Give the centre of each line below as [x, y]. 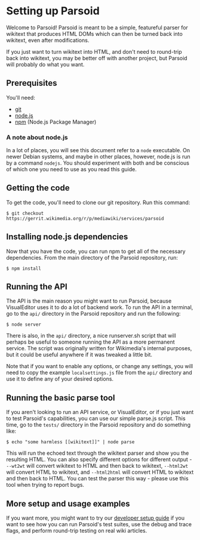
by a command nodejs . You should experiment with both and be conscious [98, 163]
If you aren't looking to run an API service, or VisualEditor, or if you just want [100, 412]
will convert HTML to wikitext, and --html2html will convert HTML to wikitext [100, 472]
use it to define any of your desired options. [60, 379]
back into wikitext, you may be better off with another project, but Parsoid [97, 58]
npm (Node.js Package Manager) [56, 122]
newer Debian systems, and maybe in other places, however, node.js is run [98, 157]
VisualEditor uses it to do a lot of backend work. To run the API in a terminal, [100, 307]
